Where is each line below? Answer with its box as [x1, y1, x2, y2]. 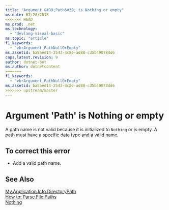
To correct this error [5, 146, 70, 155]
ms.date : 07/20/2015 [5, 12, 49, 17]
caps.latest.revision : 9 [5, 54, 58, 60]
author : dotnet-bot [5, 59, 47, 65]
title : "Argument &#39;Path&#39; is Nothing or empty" [5, 7, 124, 13]
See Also [5, 175, 34, 184]
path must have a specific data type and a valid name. [5, 132, 119, 138]
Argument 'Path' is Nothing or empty [5, 110, 164, 121]
